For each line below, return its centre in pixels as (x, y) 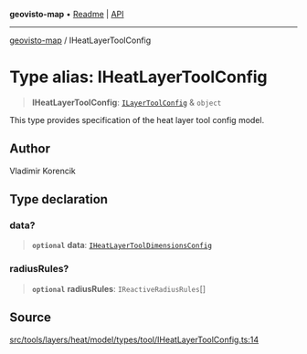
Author (30, 149)
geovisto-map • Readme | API (67, 14)
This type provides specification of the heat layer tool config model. (137, 120)
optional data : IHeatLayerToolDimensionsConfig (122, 245)
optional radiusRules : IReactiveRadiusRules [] (119, 288)
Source (31, 318)
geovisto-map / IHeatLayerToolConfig (80, 40)
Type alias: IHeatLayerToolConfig (138, 77)
